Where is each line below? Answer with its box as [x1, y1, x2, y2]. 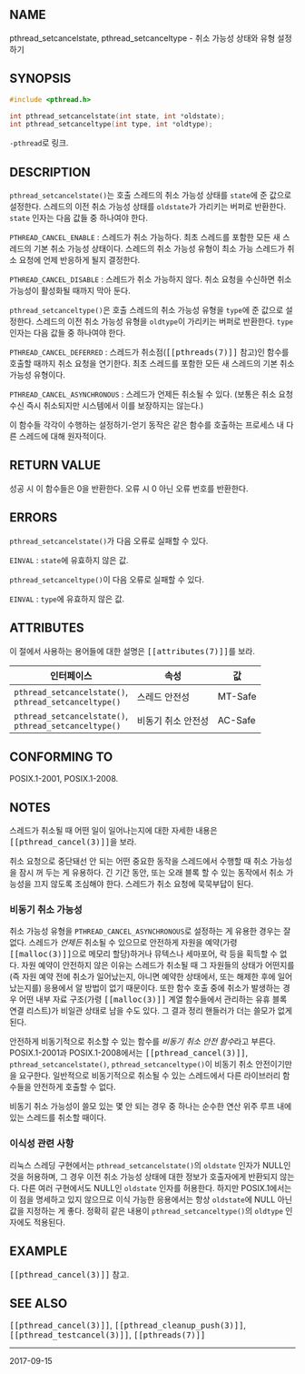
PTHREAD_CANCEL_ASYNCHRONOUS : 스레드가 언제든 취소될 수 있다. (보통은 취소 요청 [9, 389, 293, 399]
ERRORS [9, 510, 58, 526]
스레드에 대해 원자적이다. [18, 431, 107, 442]
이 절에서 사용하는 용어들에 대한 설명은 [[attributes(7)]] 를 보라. [9, 645, 256, 656]
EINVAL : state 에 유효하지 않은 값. [9, 554, 129, 565]
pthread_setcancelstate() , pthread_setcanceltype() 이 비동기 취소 [9, 1059, 254, 1070]
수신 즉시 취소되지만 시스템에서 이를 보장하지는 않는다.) [9, 400, 204, 411]
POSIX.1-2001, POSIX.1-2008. [9, 773, 119, 784]
